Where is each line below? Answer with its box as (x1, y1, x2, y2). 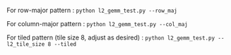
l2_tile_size (6, 41, 45, 48)
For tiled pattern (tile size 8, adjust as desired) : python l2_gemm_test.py (6, 33, 215, 42)
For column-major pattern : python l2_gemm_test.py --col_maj (6, 20, 188, 28)
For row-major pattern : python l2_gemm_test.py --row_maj (6, 6, 178, 14)
